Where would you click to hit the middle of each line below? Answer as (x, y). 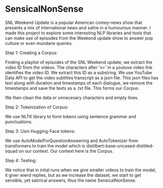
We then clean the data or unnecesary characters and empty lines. (72, 97)
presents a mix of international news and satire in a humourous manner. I (78, 27)
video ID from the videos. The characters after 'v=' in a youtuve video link (79, 67)
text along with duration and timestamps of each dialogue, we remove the (79, 83)
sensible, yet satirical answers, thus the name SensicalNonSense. (71, 180)
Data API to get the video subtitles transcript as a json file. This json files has (82, 78)
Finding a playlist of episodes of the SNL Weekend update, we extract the (79, 62)
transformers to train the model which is (45, 146)
